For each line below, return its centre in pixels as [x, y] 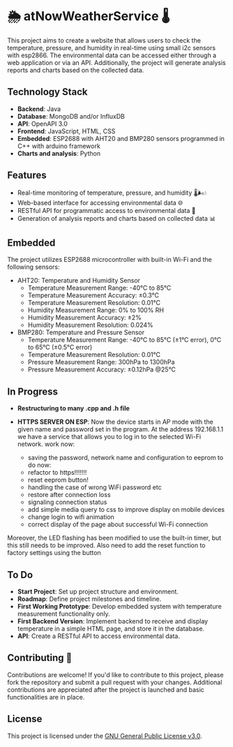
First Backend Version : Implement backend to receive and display [112, 621]
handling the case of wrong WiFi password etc [95, 487]
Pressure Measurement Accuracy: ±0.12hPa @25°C [102, 369]
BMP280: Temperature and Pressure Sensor [81, 332]
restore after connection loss [69, 495]
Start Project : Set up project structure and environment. [98, 591]
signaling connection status [67, 502]
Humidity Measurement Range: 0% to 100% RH [96, 310]
